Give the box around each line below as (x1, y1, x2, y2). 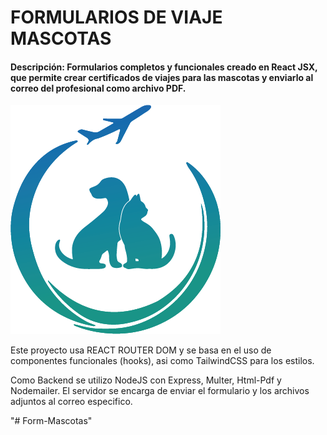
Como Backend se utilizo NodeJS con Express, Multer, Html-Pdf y (10, 374, 282, 386)
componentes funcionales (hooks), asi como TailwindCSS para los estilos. (10, 355, 315, 367)
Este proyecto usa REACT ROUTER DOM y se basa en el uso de (10, 344, 272, 356)
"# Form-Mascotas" (10, 415, 93, 427)
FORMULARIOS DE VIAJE (10, 6, 223, 29)
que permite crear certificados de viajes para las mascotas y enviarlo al (10, 71, 314, 83)
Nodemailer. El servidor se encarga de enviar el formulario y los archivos (10, 385, 310, 397)
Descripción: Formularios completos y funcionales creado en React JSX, (10, 61, 318, 73)
